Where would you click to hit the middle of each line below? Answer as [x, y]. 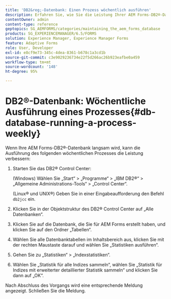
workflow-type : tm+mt [28, 62]
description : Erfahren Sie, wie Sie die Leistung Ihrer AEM [70, 15]
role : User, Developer [29, 48]
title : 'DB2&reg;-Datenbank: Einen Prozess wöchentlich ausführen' [78, 10]
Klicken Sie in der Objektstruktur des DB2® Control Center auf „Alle [83, 209]
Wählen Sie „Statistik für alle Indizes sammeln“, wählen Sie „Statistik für [87, 264]
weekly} [23, 134]
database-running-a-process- [71, 123]
